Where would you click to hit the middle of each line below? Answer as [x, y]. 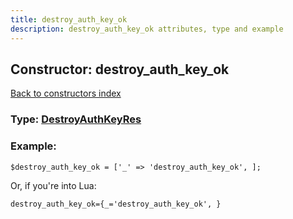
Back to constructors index [66, 93]
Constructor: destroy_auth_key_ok [120, 69]
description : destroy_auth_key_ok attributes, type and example [147, 29]
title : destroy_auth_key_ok [69, 19]
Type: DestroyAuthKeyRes [76, 119]
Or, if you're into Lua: [53, 185]
